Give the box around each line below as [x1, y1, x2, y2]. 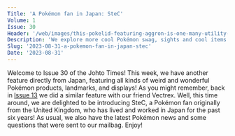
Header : [7, 29, 30, 37]
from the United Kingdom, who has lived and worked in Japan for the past [7, 106, 220, 114]
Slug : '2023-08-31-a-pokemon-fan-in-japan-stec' [7, 43, 152, 50]
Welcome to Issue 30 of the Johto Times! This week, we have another [7, 68, 208, 77]
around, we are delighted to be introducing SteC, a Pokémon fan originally [7, 98, 220, 107]
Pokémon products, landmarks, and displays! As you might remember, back [7, 83, 225, 92]
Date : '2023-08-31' [7, 50, 64, 57]
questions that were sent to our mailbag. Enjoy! [7, 121, 143, 129]
